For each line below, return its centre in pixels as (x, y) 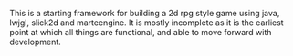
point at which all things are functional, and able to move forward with (141, 32)
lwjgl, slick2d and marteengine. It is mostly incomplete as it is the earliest (147, 23)
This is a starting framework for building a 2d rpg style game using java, (145, 13)
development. (35, 42)
